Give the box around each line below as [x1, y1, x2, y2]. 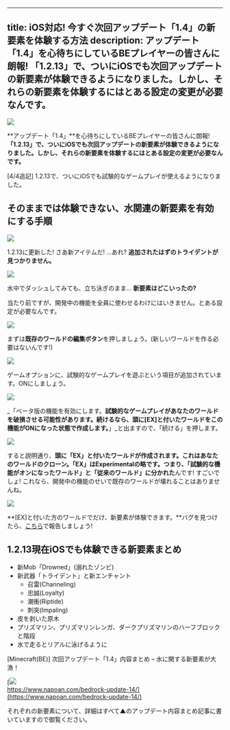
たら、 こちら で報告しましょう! [7, 521, 93, 529]
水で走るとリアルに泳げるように [16, 640, 107, 649]
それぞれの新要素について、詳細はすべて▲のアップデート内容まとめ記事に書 [7, 707, 222, 715]
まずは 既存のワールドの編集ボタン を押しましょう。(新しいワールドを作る [7, 334, 214, 343]
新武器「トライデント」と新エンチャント [16, 571, 131, 580]
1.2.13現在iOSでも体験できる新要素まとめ [7, 544, 182, 556]
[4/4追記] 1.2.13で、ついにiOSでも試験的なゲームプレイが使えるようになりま [7, 172, 221, 180]
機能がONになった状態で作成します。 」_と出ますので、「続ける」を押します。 [7, 424, 222, 432]
